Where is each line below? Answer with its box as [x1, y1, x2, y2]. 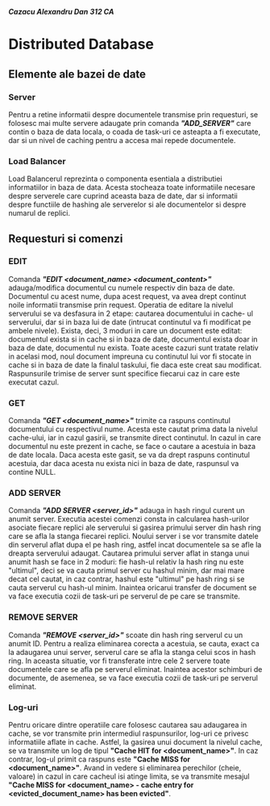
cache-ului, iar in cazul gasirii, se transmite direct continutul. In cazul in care [8, 433, 262, 443]
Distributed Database [8, 36, 155, 53]
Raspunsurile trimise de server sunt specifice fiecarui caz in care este [8, 368, 240, 378]
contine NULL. [8, 468, 56, 477]
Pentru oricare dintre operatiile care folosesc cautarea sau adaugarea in [8, 720, 247, 730]
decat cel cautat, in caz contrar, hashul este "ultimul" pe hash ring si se [8, 574, 245, 584]
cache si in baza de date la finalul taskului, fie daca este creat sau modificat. [8, 359, 262, 370]
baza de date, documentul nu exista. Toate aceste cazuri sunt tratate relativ [8, 342, 260, 352]
